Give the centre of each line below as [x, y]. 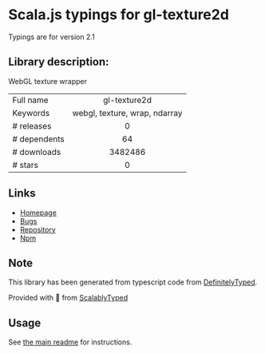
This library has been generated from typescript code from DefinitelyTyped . [133, 282]
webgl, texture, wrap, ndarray [127, 113]
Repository [38, 229]
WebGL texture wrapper [48, 81]
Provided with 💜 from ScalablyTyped [68, 298]
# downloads [37, 152]
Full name [31, 100]
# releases [32, 125]
